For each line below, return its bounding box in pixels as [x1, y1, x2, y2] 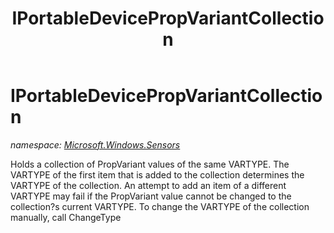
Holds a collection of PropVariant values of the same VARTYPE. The [10, 158, 290, 170]
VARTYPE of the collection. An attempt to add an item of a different [10, 179, 287, 191]
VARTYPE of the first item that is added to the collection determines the [10, 168, 305, 181]
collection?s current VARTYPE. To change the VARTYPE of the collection [10, 200, 310, 212]
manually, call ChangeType [10, 211, 122, 223]
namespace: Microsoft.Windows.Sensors [10, 138, 181, 151]
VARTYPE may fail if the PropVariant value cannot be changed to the [10, 190, 292, 202]
